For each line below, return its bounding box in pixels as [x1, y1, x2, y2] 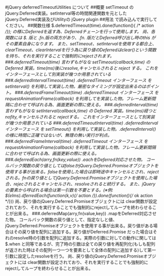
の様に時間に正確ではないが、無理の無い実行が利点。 [5, 132, 112, 138]
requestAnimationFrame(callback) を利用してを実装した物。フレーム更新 [5, 96, 152, 101]
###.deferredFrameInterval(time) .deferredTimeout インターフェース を [5, 138, 148, 144]
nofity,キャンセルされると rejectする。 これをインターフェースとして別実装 [5, 114, 155, 119]
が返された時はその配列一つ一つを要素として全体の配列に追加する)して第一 [5, 247, 156, 253]
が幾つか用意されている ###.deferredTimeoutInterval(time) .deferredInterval [5, 120, 159, 126]
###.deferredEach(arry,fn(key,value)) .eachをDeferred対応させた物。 [5, 157, 145, 162]
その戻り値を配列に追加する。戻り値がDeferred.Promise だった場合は [13, 229, 153, 235]
